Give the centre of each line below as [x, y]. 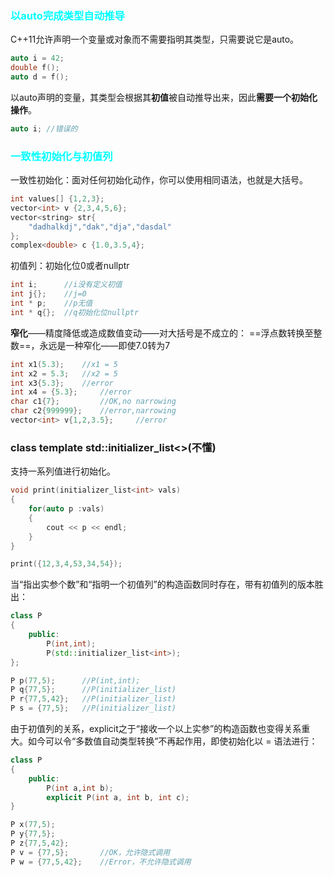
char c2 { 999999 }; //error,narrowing [93, 411]
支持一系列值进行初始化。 [63, 471]
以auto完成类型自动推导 [67, 15]
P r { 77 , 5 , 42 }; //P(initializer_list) [93, 699]
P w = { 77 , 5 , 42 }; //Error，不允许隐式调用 [101, 862]
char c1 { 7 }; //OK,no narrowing [93, 402]
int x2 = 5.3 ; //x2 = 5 [64, 373]
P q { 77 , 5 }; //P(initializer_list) [93, 690]
